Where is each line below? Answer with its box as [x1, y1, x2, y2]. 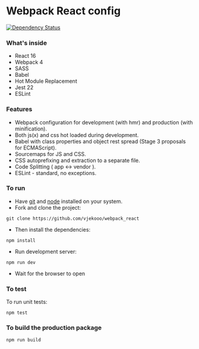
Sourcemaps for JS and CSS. [14, 150, 86, 157]
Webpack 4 [14, 58, 43, 66]
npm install [6, 237, 36, 244]
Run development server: [14, 248, 77, 255]
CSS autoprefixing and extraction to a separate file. [14, 157, 141, 164]
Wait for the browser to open [14, 270, 86, 277]
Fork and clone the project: [14, 204, 81, 211]
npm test [6, 310, 28, 316]
